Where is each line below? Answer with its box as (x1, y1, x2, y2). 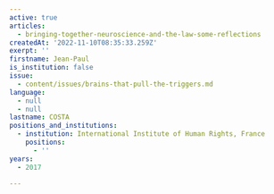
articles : (9, 21, 46, 30)
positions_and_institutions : (9, 122, 118, 131)
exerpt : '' (9, 46, 50, 55)
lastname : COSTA (9, 113, 70, 122)
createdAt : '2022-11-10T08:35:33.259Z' (9, 38, 158, 47)
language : (9, 88, 46, 97)
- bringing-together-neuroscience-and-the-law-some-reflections (17, 30, 262, 38)
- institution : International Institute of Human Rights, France (17, 130, 266, 139)
